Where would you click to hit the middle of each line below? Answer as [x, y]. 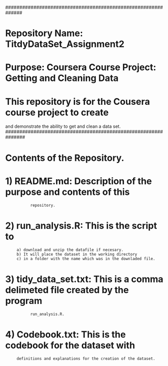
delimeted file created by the [67, 290]
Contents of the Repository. [65, 158]
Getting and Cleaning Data [62, 78]
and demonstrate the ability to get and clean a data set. [63, 126]
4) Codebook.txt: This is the [65, 334]
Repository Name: [44, 33]
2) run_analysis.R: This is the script [81, 226]
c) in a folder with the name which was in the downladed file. [86, 259]
